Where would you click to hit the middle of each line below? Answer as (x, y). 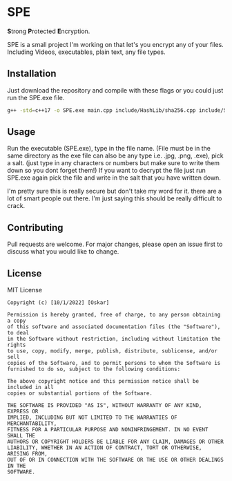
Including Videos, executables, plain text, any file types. (86, 52)
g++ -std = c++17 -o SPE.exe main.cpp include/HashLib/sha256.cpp (101, 110)
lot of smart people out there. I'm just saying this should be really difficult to (115, 198)
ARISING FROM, (28, 454)
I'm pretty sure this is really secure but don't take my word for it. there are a (115, 191)
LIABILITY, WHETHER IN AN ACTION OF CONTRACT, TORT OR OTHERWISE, (105, 448)
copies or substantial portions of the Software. (80, 394)
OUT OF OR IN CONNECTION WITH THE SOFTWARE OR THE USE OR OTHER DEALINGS (116, 460)
